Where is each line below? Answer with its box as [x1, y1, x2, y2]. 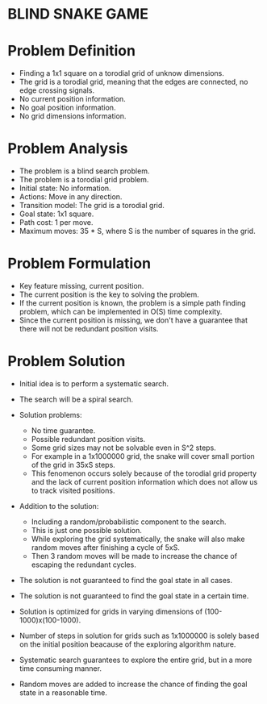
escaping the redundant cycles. [31, 560, 136, 569]
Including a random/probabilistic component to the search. [31, 517, 227, 527]
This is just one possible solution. [31, 525, 143, 535]
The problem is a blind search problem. [19, 166, 150, 176]
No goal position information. [19, 102, 116, 113]
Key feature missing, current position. [19, 281, 144, 290]
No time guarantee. [31, 425, 96, 435]
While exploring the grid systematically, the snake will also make [31, 534, 245, 544]
